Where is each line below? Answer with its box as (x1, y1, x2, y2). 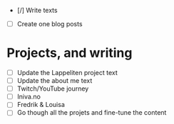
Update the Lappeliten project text (16, 69, 118, 77)
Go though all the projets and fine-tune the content (16, 108, 167, 117)
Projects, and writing (6, 45, 133, 61)
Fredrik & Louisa (16, 101, 66, 109)
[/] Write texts (16, 6, 58, 14)
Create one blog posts (16, 20, 83, 28)
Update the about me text (16, 77, 93, 85)
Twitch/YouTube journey (16, 84, 89, 93)
